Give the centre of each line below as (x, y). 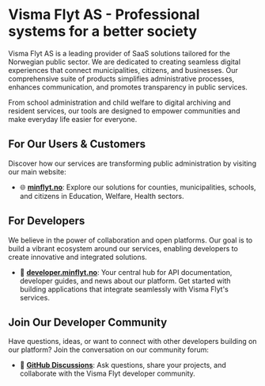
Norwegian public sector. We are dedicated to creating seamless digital (125, 62)
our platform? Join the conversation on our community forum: (109, 350)
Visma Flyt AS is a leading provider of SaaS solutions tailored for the (119, 53)
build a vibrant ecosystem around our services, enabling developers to (123, 248)
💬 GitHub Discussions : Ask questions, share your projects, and (123, 365)
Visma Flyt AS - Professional (104, 15)
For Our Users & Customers (77, 144)
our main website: (37, 171)
